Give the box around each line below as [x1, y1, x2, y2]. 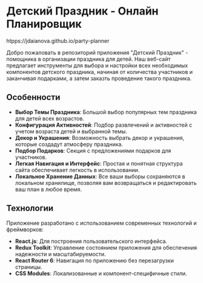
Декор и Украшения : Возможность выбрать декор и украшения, [15, 134, 185, 141]
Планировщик [6, 17, 82, 31]
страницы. [15, 263, 42, 270]
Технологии [6, 203, 53, 213]
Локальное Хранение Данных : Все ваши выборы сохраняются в [15, 173, 185, 180]
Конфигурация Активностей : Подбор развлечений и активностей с [15, 121, 193, 128]
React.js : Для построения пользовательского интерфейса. [15, 238, 168, 245]
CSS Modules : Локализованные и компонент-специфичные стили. [15, 270, 187, 277]
